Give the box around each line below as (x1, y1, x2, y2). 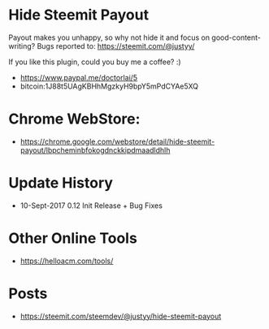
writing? (8, 41, 36, 50)
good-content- (210, 32, 262, 42)
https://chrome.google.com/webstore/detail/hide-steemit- (20, 136, 215, 146)
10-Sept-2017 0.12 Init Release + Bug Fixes (20, 201, 163, 210)
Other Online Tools (8, 229, 138, 247)
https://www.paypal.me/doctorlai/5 (20, 72, 138, 82)
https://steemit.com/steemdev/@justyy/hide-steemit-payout (20, 311, 222, 321)
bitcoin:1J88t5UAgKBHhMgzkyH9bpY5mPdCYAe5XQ (20, 81, 199, 91)
